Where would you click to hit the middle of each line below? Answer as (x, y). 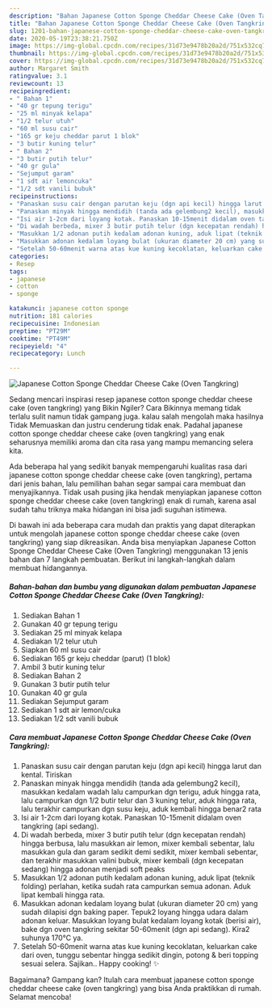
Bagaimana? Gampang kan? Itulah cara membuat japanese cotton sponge (132, 980)
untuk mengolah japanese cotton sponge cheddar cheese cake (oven (125, 534)
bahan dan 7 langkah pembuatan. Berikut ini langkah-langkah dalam (122, 559)
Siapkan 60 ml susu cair (61, 650)
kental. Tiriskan (46, 775)
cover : (20, 61)
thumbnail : (27, 53)
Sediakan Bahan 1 (50, 616)
